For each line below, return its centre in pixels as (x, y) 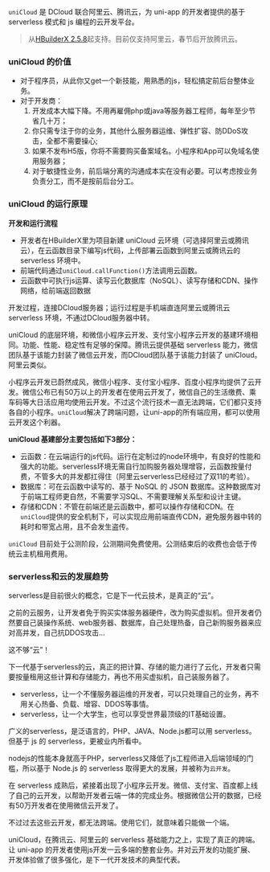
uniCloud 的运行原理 (48, 204)
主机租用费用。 (47, 554)
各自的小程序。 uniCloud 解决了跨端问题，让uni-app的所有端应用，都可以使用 (134, 411)
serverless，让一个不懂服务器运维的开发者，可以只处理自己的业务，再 (136, 694)
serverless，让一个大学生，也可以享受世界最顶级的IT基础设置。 (125, 714)
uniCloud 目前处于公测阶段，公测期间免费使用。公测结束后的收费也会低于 (129, 543)
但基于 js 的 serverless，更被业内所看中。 (77, 741)
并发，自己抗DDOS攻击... (63, 633)
